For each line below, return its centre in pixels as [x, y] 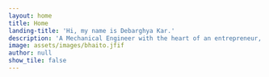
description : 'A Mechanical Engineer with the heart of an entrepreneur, [135, 38]
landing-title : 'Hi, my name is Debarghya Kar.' [92, 30]
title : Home [28, 23]
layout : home [30, 16]
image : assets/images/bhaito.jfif [67, 46]
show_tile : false [38, 61]
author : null [30, 53]
